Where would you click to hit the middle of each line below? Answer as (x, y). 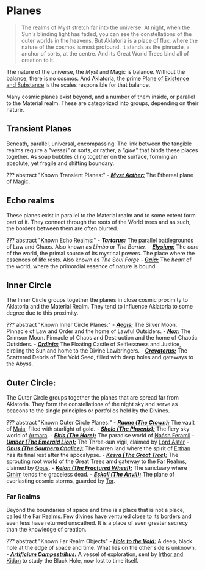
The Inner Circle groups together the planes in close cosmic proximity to (97, 300)
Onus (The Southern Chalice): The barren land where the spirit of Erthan (99, 448)
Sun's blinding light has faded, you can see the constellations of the (106, 34)
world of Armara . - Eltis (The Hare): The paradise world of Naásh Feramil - (100, 436)
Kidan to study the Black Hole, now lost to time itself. (73, 561)
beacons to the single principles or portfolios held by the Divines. (88, 411)
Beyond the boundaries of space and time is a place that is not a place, (95, 510)
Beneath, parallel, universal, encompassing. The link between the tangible (99, 144)
